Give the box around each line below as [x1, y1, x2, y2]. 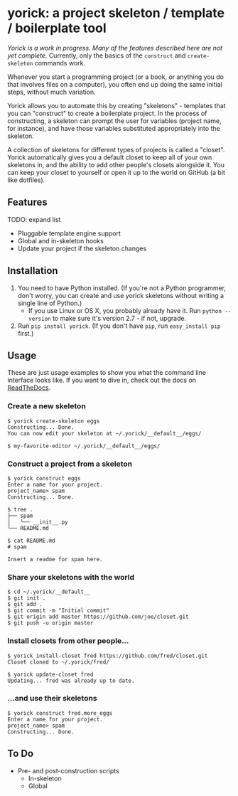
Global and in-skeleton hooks [17, 236, 104, 245]
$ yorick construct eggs [7, 474, 81, 482]
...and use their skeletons [7, 694, 97, 704]
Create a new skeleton [7, 401, 87, 411]
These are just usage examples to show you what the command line [7, 368, 206, 377]
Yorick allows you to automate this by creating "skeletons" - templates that [7, 101, 226, 110]
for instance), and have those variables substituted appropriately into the [7, 124, 220, 132]
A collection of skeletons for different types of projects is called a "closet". [7, 145, 225, 154]
